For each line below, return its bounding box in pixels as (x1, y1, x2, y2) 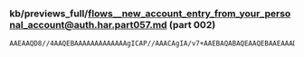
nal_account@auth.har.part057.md (9, 18, 167, 31)
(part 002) (168, 18, 216, 31)
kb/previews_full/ (9, 7, 89, 20)
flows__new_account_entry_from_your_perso (87, 7, 291, 20)
